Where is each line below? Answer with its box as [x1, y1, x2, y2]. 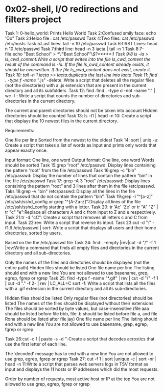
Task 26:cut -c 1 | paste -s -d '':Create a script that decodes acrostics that [5, 336, 155, 342]
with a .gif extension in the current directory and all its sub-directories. [5, 285, 147, 291]
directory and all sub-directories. [5, 250, 71, 256]
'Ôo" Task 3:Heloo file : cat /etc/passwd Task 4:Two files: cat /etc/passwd [5, 35, 155, 41]
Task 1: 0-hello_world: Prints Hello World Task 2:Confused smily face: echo [5, 30, 157, 36]
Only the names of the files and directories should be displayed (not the [5, 259, 150, 265]
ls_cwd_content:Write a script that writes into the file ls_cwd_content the [5, 56, 151, 62]
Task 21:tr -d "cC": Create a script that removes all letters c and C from [5, 214, 148, 220]
